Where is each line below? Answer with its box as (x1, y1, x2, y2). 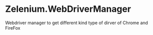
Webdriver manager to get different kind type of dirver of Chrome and (5, 20, 148, 26)
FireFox (5, 25, 21, 31)
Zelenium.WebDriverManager (5, 3, 131, 15)
